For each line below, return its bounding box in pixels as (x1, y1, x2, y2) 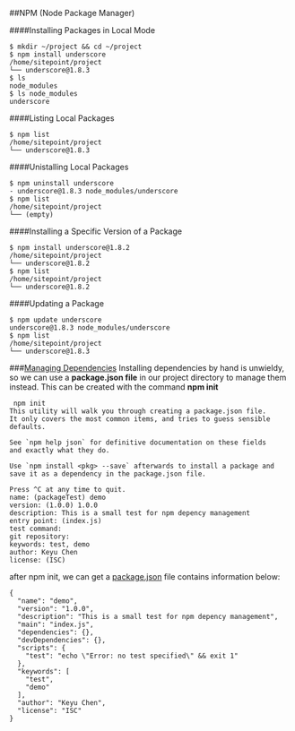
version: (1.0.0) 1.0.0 (9, 501, 99, 510)
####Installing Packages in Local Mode (9, 25, 155, 35)
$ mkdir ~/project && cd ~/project (9, 42, 143, 51)
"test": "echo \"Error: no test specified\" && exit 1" (25, 651, 239, 660)
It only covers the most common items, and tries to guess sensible (9, 415, 271, 424)
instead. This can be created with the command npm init (9, 382, 219, 392)
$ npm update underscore (9, 315, 102, 324)
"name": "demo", (17, 597, 78, 606)
